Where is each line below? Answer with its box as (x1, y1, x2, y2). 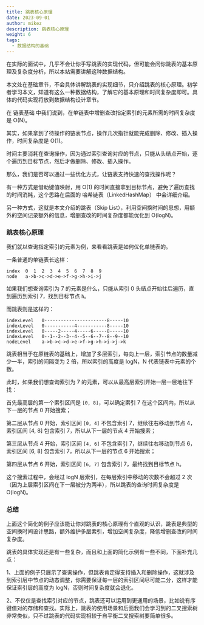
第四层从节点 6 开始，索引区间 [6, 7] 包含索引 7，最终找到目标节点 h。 (6, 460, 185, 468)
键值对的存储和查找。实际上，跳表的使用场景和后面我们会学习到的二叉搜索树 (6, 604, 198, 612)
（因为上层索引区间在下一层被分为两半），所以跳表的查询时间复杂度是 (6, 481, 179, 488)
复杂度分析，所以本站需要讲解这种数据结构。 (16, 67, 129, 75)
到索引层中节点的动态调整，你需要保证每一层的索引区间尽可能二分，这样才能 (6, 576, 198, 584)
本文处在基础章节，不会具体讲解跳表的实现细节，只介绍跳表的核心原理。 (6, 80, 187, 88)
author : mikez (6, 20, 42, 26)
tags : (6, 37, 20, 43)
